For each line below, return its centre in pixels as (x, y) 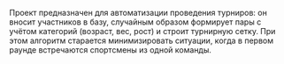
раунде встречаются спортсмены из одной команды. (111, 50)
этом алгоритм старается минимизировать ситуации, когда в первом (142, 40)
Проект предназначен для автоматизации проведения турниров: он (138, 13)
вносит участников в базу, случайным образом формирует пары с (135, 22)
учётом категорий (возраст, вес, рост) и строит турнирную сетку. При (142, 31)
